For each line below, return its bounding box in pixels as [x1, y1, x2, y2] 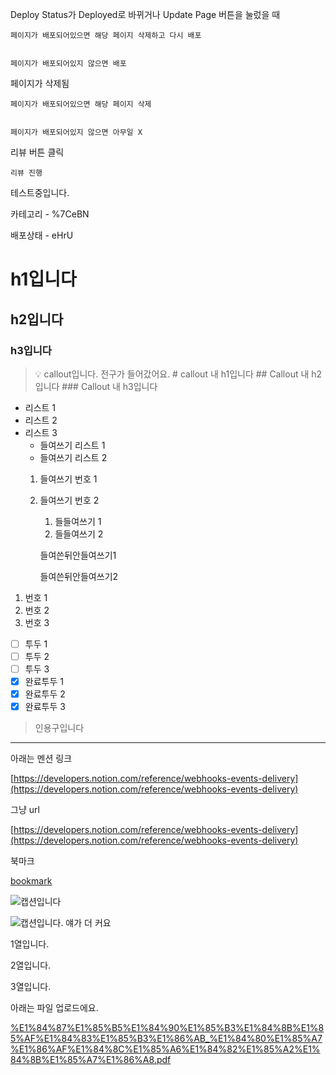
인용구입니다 [34, 722, 85, 734]
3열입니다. [10, 981, 52, 993]
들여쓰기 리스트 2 [39, 451, 108, 463]
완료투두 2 [24, 688, 66, 700]
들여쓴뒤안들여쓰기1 [39, 549, 117, 561]
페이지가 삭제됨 [10, 78, 70, 89]
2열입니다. [10, 959, 52, 972]
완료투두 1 [24, 676, 64, 688]
